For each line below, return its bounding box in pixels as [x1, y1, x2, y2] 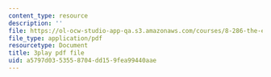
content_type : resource [8, 11, 89, 20]
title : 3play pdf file [8, 49, 85, 57]
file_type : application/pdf [8, 34, 103, 43]
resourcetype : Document [8, 42, 89, 50]
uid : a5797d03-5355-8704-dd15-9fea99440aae [8, 57, 157, 65]
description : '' [8, 19, 63, 27]
